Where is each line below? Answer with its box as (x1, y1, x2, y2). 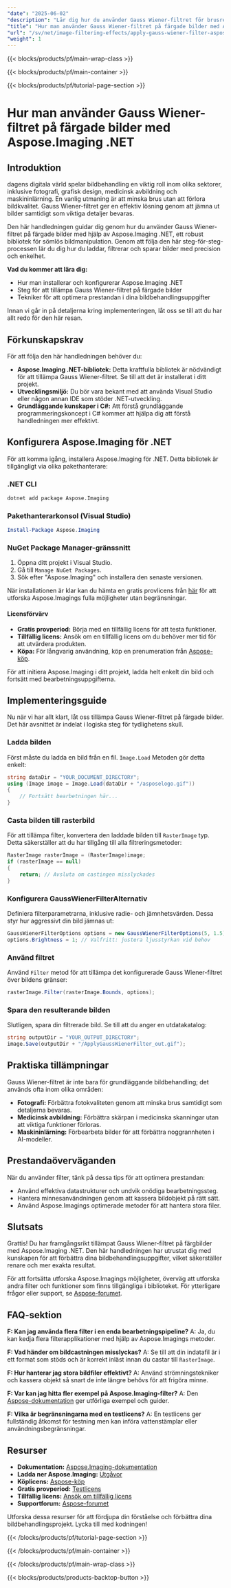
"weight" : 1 (7, 36, 41, 43)
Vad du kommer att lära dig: (7, 266, 88, 274)
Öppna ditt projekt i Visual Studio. (16, 559, 113, 567)
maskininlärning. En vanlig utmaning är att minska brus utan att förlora (7, 195, 206, 203)
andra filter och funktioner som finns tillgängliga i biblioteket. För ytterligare (7, 1282, 221, 1290)
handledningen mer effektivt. (16, 416, 100, 425)
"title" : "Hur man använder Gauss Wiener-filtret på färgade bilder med (7, 23, 220, 30)
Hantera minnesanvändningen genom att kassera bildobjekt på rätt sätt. (16, 1194, 221, 1202)
